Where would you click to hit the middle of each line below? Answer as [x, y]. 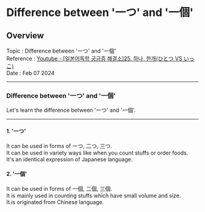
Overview [25, 35]
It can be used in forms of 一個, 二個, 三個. [59, 188]
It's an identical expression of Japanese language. [70, 159]
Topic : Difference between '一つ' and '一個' [61, 51]
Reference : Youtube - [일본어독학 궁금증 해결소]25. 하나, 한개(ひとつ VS [94, 58]
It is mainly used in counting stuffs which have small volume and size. [94, 196]
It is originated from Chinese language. [55, 202]
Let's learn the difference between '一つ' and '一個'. [71, 110]
